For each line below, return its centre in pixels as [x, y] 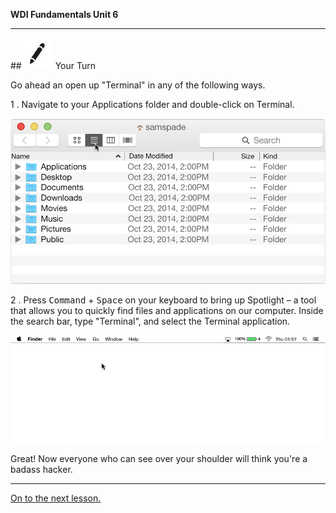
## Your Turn [53, 65]
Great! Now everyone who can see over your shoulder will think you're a [159, 458]
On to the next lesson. [56, 498]
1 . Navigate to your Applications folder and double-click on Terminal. [152, 104]
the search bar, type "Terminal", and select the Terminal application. [150, 321]
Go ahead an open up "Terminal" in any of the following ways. [138, 85]
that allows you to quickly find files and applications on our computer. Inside [167, 310]
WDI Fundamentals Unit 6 [64, 14]
